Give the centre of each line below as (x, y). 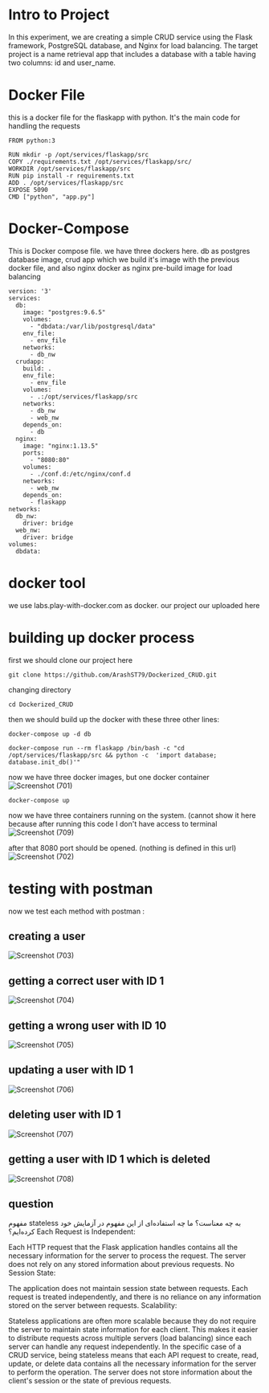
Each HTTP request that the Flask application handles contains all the (123, 1248)
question (31, 1204)
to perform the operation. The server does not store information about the (130, 1372)
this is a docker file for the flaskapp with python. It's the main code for (124, 117)
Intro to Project (59, 15)
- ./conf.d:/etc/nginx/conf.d (80, 474)
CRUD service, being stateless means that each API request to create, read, (134, 1355)
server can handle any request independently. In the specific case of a (125, 1346)
